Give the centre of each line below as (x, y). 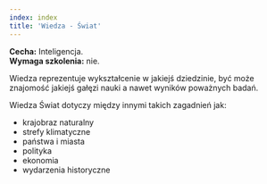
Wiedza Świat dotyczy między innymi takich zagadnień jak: (118, 105)
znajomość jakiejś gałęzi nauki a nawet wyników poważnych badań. (134, 88)
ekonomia (40, 160)
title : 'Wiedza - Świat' (55, 26)
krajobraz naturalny (58, 122)
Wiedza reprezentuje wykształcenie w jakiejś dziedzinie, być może (132, 78)
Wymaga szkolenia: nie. (54, 61)
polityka (37, 151)
